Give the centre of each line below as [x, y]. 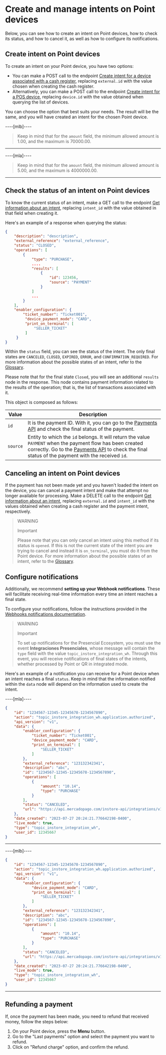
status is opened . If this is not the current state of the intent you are [84, 546]
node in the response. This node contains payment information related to [79, 382]
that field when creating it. [32, 213]
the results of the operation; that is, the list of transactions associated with [81, 388]
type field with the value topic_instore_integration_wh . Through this [87, 653]
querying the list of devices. [41, 102]
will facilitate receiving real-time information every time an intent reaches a [81, 594]
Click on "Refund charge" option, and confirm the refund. [71, 1047]
